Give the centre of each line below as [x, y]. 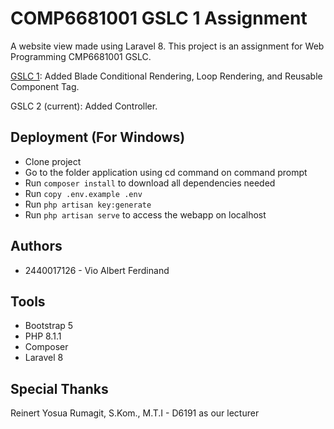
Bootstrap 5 [49, 326]
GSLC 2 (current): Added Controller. [84, 106]
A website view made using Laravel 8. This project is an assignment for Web [167, 46]
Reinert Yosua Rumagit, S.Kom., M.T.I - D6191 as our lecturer [135, 413]
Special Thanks [59, 388]
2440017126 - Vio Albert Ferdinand [97, 270]
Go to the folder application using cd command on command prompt [166, 172]
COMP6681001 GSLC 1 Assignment [159, 18]
